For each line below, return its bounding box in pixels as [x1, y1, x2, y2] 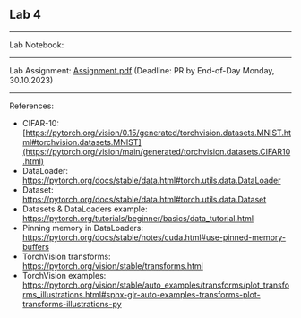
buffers [21, 241, 49, 252]
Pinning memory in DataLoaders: [21, 222, 144, 233]
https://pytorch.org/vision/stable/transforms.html [21, 260, 203, 271]
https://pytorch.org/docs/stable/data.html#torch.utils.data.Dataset [21, 193, 267, 204]
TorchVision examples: [21, 270, 107, 280]
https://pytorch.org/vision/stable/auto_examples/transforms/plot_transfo [21, 279, 289, 290]
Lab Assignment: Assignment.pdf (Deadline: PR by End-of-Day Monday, [9, 64, 275, 75]
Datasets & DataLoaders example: [21, 203, 148, 214]
